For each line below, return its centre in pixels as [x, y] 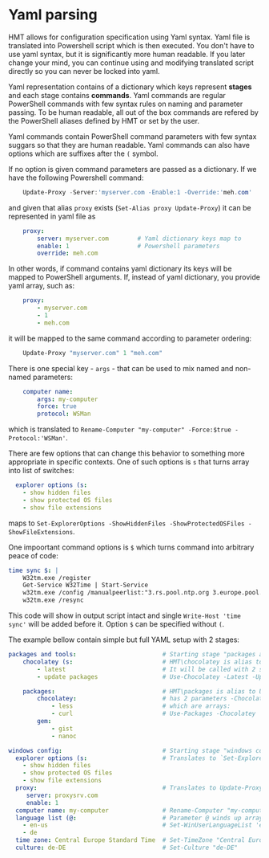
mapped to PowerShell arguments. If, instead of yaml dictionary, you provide [134, 277]
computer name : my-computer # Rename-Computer [120, 810]
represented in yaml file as [52, 216]
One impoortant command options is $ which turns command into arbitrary [131, 547]
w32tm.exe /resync [53, 600]
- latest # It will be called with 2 [147, 669]
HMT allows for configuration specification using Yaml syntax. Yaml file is [129, 37]
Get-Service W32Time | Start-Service [86, 585]
